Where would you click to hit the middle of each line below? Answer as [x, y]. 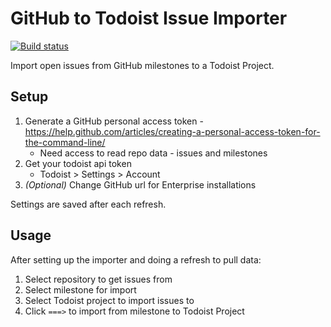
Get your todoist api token [78, 163]
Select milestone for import [80, 289]
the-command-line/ [65, 142]
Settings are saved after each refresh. [88, 204]
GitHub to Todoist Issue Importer [149, 18]
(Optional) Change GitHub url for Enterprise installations [140, 184]
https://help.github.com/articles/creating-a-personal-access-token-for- [172, 131]
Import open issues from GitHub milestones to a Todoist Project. [142, 65]
